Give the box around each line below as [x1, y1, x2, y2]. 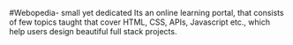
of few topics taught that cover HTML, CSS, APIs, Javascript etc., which [9, 17, 271, 27]
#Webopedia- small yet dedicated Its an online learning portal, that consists [9, 8, 284, 18]
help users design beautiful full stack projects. [9, 26, 177, 36]
